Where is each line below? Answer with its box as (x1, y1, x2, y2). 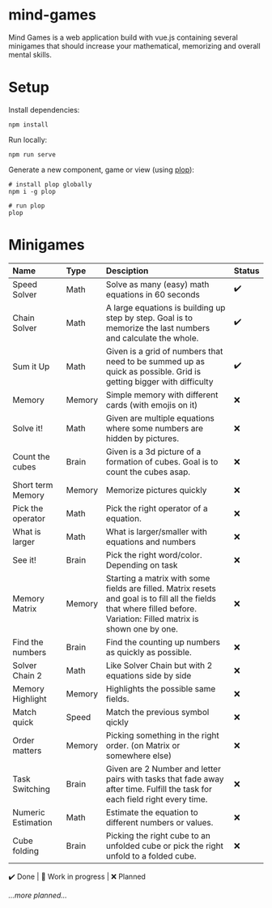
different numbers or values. (105, 816, 214, 828)
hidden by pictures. (105, 432, 180, 443)
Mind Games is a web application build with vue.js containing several (8, 32, 239, 42)
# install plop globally (8, 180, 92, 188)
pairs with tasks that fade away (105, 773, 224, 784)
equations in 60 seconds (105, 289, 201, 300)
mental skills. (8, 49, 53, 59)
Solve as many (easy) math (105, 278, 210, 289)
